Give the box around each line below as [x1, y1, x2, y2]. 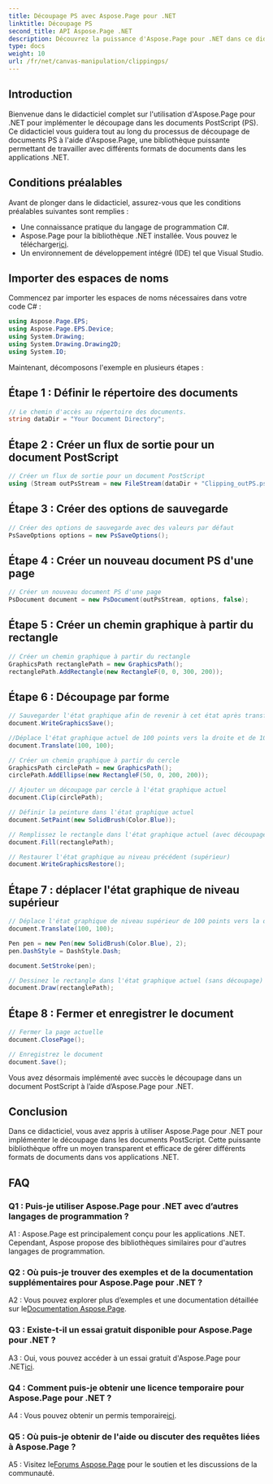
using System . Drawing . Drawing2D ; [8, 339, 122, 348]
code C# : [8, 302, 42, 312]
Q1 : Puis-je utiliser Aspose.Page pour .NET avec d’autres [8, 1200, 239, 1211]
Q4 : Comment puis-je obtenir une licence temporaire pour [8, 1381, 245, 1393]
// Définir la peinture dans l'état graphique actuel [8, 808, 195, 816]
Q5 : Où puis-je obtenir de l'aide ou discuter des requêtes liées [8, 1430, 260, 1442]
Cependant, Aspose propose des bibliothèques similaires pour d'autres [8, 1238, 246, 1248]
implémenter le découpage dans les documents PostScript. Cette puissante [8, 1135, 262, 1145]
